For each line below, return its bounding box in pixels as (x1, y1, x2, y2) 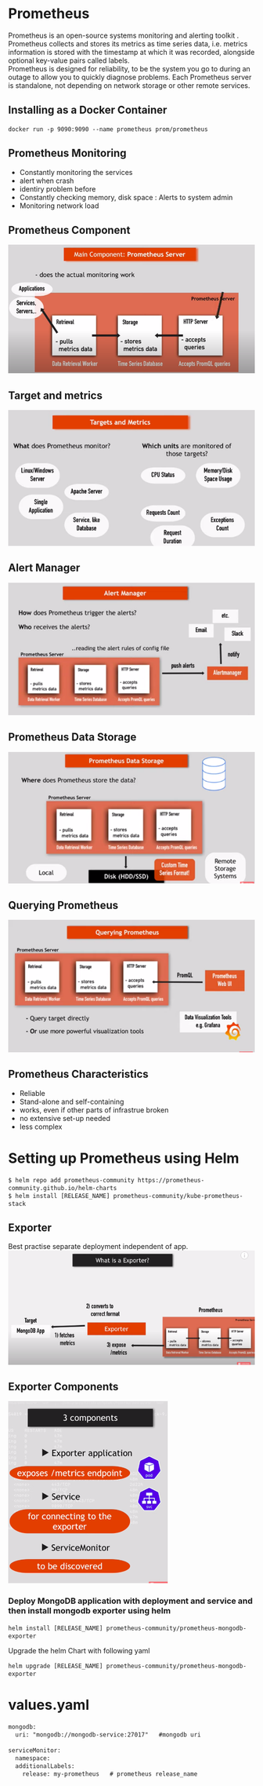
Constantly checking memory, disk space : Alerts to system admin (19, 192, 233, 202)
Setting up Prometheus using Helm (8, 1149, 240, 1167)
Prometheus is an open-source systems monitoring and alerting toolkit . (8, 31, 240, 40)
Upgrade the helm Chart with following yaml (8, 1645, 150, 1655)
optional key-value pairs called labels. (8, 56, 131, 65)
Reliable (19, 1088, 45, 1098)
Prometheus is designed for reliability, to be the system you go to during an (8, 64, 250, 73)
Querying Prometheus (8, 898, 119, 911)
